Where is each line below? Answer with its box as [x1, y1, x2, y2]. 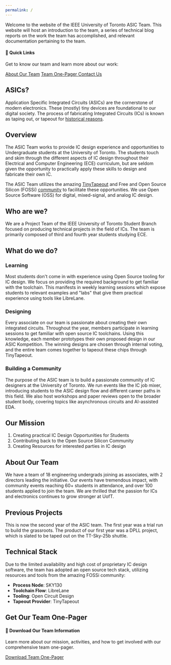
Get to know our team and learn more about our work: [5, 61, 119, 67]
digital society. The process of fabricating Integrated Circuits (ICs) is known [5, 110, 164, 116]
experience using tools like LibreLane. [5, 295, 85, 301]
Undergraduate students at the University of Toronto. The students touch [5, 150, 159, 156]
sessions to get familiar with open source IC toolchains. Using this [5, 330, 144, 337]
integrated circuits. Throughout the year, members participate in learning [5, 325, 158, 331]
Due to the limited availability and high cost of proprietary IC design [5, 561, 147, 567]
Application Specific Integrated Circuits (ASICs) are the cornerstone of [5, 99, 154, 106]
